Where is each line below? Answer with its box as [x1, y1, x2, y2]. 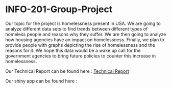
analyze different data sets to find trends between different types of [5, 25, 148, 32]
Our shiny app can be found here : [5, 78, 78, 84]
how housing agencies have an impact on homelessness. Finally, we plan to [5, 37, 164, 43]
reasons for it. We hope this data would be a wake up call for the [5, 47, 141, 53]
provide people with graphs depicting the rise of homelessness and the [5, 42, 155, 48]
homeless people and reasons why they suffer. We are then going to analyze [5, 31, 166, 37]
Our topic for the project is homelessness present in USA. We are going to [5, 20, 161, 26]
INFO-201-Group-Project [5, 4, 113, 15]
